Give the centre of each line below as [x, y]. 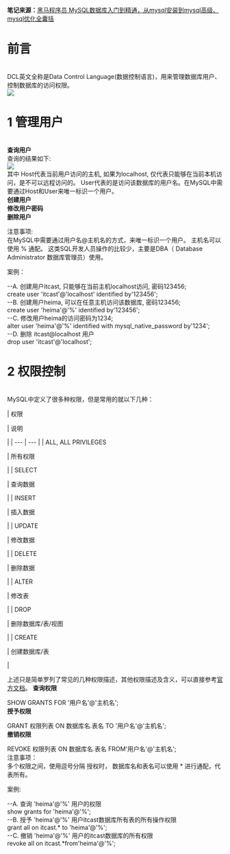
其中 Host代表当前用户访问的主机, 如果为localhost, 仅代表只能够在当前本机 [112, 174]
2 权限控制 [37, 372]
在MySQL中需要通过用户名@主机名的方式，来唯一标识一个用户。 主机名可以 [114, 240]
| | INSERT [22, 498]
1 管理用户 [35, 123]
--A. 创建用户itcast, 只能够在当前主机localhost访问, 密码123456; [97, 286]
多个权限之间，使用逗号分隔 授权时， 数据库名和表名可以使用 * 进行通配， [111, 766]
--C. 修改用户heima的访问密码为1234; [60, 318]
